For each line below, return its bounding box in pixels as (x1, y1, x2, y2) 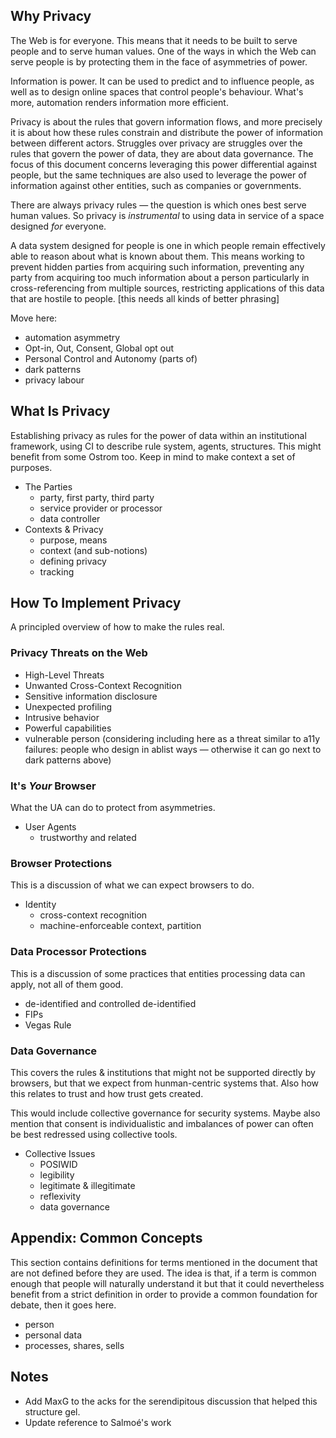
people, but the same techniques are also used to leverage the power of (10, 169, 307, 181)
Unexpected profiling (24, 700, 113, 713)
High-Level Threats (24, 669, 105, 681)
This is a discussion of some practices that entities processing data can (10, 967, 306, 979)
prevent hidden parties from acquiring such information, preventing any (10, 260, 305, 273)
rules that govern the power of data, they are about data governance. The (10, 147, 314, 159)
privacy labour (24, 374, 85, 386)
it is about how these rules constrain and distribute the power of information (10, 126, 323, 138)
